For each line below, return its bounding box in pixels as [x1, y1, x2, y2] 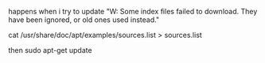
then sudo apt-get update [8, 46, 93, 54]
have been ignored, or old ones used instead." [8, 15, 160, 24]
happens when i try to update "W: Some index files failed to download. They [8, 7, 258, 16]
